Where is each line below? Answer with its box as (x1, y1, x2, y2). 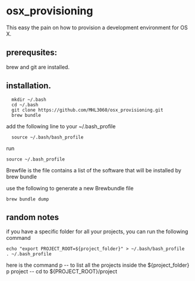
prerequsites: (6, 48, 58, 58)
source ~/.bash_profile (6, 156, 65, 162)
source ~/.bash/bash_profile (11, 134, 84, 140)
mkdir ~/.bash (11, 97, 46, 103)
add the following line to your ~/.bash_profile (6, 122, 116, 129)
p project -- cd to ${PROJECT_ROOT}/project (6, 268, 118, 275)
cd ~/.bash (11, 101, 39, 108)
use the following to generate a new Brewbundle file (6, 184, 134, 192)
